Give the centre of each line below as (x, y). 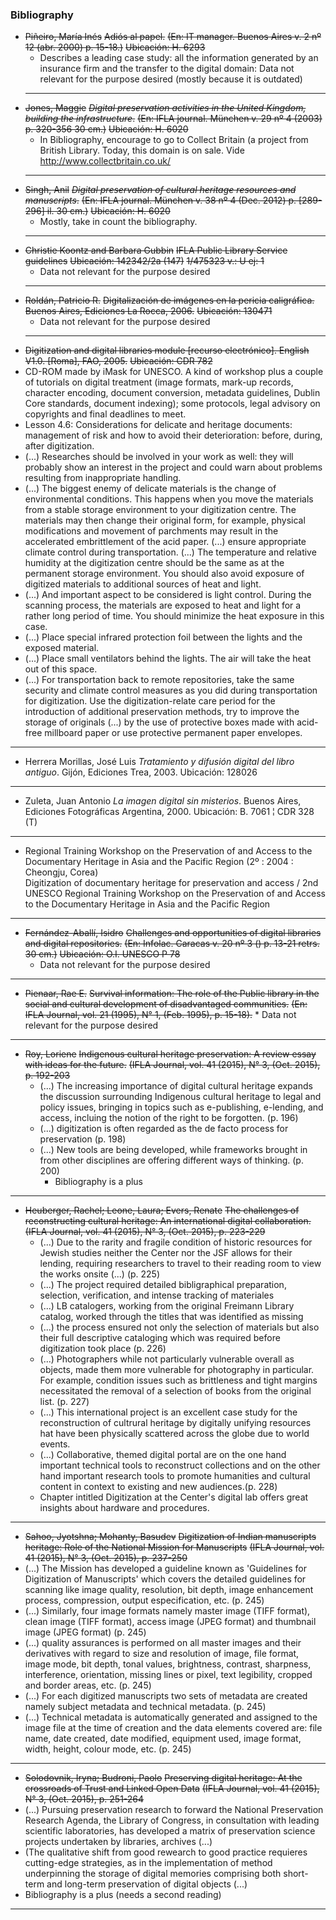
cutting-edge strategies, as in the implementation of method (148, 1863)
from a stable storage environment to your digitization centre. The (160, 510)
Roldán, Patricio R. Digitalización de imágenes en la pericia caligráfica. (169, 300)
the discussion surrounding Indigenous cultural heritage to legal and (180, 1097)
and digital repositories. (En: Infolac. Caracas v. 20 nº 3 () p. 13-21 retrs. (172, 944)
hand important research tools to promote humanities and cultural (175, 1476)
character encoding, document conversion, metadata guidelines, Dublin (172, 393)
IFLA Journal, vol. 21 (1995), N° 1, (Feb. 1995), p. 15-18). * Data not (160, 1015)
